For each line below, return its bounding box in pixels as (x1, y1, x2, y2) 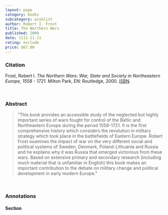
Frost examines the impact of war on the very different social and (17, 139, 152, 145)
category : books (5, 12, 39, 17)
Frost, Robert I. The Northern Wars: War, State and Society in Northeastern (5, 72, 160, 78)
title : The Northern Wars (5, 26, 59, 31)
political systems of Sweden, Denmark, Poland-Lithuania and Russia (17, 144, 158, 150)
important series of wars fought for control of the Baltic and (17, 117, 141, 123)
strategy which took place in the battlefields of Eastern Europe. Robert (17, 133, 163, 139)
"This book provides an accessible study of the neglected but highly (17, 112, 159, 118)
